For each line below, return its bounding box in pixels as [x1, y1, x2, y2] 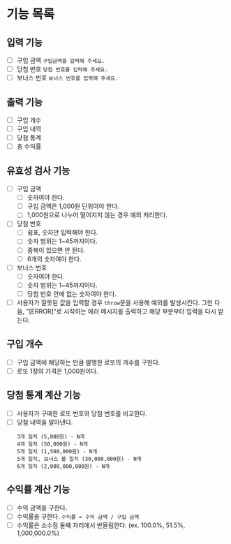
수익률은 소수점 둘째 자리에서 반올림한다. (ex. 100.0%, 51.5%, [16, 521, 186, 529]
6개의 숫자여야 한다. [27, 254, 82, 263]
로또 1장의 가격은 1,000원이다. [16, 367, 98, 375]
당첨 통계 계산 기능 [6, 389, 81, 402]
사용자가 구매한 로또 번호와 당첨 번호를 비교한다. [16, 409, 147, 418]
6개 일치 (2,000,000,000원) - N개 [16, 462, 110, 470]
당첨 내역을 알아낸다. [16, 418, 73, 426]
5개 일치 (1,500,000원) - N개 [16, 448, 98, 455]
